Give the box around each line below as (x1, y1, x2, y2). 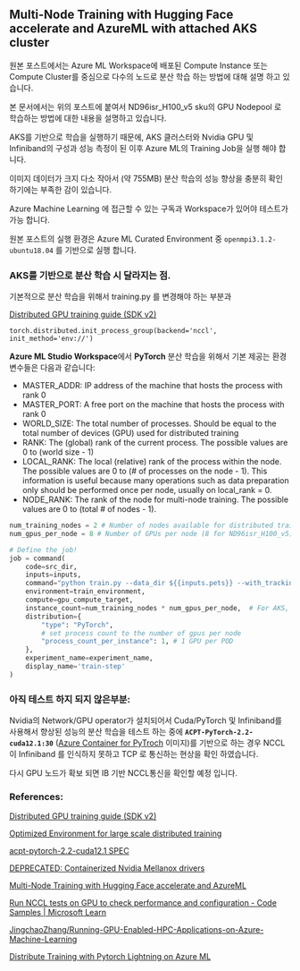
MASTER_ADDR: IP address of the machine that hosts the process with (21, 380, 283, 391)
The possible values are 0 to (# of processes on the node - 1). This (21, 465, 268, 477)
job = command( (9, 554, 66, 563)
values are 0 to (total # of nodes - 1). (21, 504, 157, 515)
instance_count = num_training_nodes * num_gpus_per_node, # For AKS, (25, 603, 290, 612)
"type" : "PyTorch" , (41, 620, 114, 629)
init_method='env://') (9, 335, 94, 344)
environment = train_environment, (25, 587, 146, 596)
